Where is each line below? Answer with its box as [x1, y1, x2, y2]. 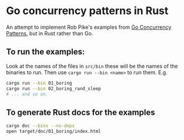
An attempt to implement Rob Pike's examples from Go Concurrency [6, 24, 172, 31]
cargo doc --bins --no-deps [6, 123, 75, 129]
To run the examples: [6, 47, 85, 57]
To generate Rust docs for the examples [6, 107, 155, 117]
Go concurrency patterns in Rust [6, 4, 169, 18]
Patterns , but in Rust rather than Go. [6, 29, 93, 36]
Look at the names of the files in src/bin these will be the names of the [6, 62, 178, 69]
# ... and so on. [6, 91, 49, 97]
